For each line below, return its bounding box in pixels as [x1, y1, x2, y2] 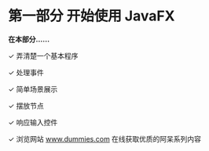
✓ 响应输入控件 [8, 117, 58, 127]
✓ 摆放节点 [8, 101, 45, 110]
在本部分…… [8, 34, 50, 44]
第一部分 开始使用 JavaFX [8, 7, 175, 25]
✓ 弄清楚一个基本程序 [8, 51, 79, 60]
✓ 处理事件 [8, 67, 45, 77]
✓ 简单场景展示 [8, 84, 58, 94]
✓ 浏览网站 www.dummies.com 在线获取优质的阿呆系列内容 [8, 134, 202, 143]
